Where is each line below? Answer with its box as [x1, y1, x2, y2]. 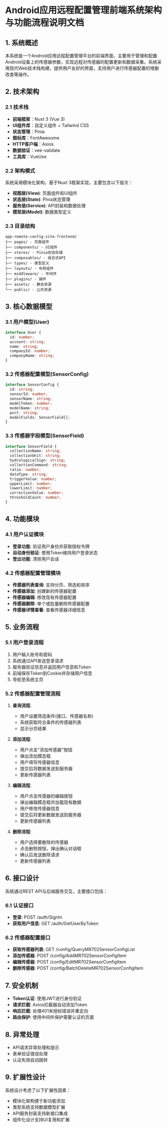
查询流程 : [12, 702, 31, 708]
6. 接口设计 [5, 874, 39, 883]
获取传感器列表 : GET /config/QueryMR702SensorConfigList [12, 947, 135, 953]
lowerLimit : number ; [9, 486, 52, 491]
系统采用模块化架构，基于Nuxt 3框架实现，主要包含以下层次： [5, 179, 133, 185]
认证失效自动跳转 [12, 1057, 48, 1063]
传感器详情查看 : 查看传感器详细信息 [12, 607, 85, 613]
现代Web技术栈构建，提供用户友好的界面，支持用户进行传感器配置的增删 [9, 65, 159, 71]
